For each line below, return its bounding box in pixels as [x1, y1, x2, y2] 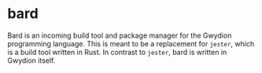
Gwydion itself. [7, 56, 56, 65]
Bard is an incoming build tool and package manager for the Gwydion [7, 31, 232, 40]
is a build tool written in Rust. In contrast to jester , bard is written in [7, 47, 227, 57]
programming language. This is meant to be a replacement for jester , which [7, 38, 255, 48]
